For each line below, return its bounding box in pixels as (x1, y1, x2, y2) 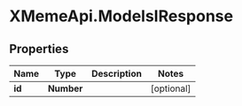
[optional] (150, 82, 191, 95)
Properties (9, 42, 69, 57)
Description (91, 68, 142, 79)
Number (47, 82, 83, 95)
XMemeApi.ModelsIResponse (9, 6, 233, 26)
